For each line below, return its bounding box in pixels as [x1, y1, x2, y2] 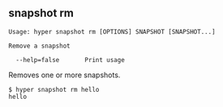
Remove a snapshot [8, 42, 71, 50]
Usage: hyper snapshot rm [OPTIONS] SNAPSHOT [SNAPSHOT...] [8, 27, 217, 35]
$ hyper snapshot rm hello [8, 85, 100, 93]
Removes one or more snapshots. [8, 70, 121, 80]
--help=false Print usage [15, 56, 126, 64]
